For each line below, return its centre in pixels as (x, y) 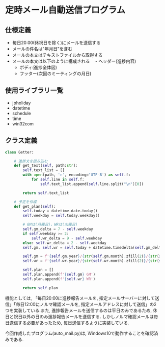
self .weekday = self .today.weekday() (61, 216)
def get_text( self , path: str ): (46, 166)
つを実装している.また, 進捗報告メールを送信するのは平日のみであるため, (79, 310)
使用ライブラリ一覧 (34, 91)
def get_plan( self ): (35, 206)
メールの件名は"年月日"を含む (42, 49)
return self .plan (40, 288)
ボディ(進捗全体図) (38, 67)
